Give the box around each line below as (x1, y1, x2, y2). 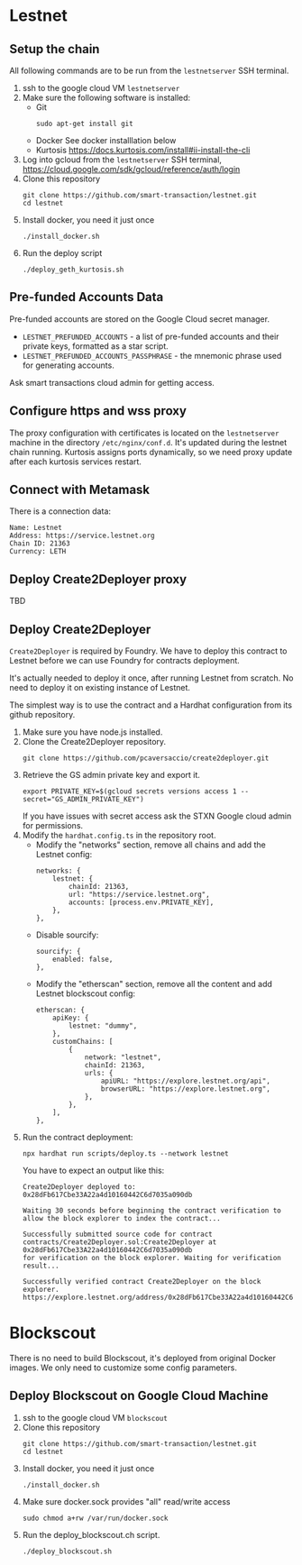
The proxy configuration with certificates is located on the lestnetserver (9, 427, 279, 438)
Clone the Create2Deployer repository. (22, 737, 167, 747)
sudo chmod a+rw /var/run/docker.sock (22, 1514, 169, 1523)
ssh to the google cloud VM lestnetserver (22, 83, 180, 93)
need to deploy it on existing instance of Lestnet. (9, 682, 191, 693)
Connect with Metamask (9, 482, 151, 498)
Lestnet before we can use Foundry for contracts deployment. (9, 655, 241, 666)
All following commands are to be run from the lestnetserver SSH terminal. (9, 65, 289, 76)
